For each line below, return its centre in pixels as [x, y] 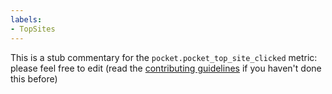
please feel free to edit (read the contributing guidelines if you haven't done [166, 68]
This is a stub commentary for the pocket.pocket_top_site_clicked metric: [164, 57]
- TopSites [33, 29]
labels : [26, 19]
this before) [34, 78]
